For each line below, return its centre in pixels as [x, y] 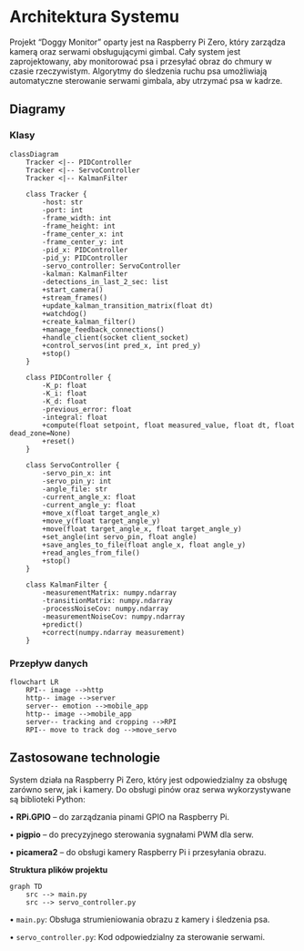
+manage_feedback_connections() [104, 330]
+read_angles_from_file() [91, 553]
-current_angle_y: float [89, 505]
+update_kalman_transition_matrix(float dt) [128, 306]
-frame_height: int [79, 226]
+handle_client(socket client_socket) [116, 337]
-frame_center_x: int [83, 234]
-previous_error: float [87, 409]
